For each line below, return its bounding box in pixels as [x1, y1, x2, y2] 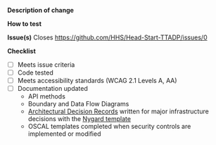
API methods [27, 92, 65, 101]
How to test [7, 20, 42, 27]
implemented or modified [27, 130, 101, 138]
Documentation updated [17, 84, 88, 93]
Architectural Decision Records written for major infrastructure [27, 107, 209, 115]
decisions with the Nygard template [27, 115, 132, 123]
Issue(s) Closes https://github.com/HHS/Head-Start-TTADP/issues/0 [7, 33, 208, 42]
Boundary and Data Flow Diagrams [27, 100, 129, 108]
